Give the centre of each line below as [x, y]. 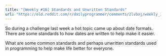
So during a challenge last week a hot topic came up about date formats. [79, 28]
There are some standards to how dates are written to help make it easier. [80, 33]
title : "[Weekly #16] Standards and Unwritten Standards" [66, 10]
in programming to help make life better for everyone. [60, 48]
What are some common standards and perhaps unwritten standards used [81, 43]
